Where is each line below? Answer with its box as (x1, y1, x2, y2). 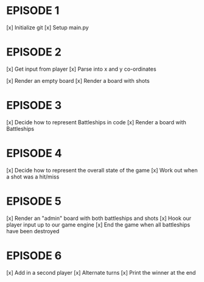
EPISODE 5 (6, 194, 62, 208)
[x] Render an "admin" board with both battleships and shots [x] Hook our (6, 214, 192, 222)
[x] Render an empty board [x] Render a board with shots (6, 77, 150, 84)
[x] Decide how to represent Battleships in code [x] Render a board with (6, 118, 187, 125)
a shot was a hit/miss (6, 173, 60, 180)
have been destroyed (6, 227, 60, 234)
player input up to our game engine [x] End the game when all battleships (6, 220, 191, 228)
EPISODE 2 (6, 45, 62, 59)
